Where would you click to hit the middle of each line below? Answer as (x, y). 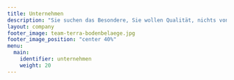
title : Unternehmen (36, 14)
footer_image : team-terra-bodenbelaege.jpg (71, 33)
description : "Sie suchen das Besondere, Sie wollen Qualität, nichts (112, 20)
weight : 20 (36, 65)
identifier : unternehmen (56, 59)
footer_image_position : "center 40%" (62, 40)
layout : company (31, 26)
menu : (15, 46)
